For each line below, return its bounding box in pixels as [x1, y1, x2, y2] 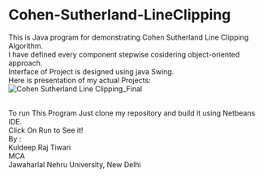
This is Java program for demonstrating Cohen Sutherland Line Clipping [8, 32, 249, 42]
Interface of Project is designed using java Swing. [8, 66, 175, 76]
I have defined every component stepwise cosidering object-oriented [8, 49, 240, 59]
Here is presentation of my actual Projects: [8, 75, 152, 85]
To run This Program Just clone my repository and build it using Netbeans [8, 107, 256, 118]
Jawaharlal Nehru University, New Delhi [8, 159, 141, 169]
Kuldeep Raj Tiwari [8, 142, 71, 152]
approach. [8, 58, 43, 68]
